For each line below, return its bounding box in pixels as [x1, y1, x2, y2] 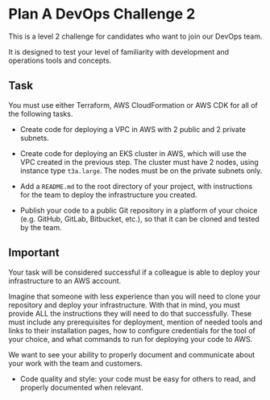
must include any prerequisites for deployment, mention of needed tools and [8, 317, 263, 327]
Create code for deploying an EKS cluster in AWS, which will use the [19, 148, 247, 158]
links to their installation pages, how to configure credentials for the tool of [8, 325, 255, 335]
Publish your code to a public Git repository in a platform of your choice [19, 205, 258, 215]
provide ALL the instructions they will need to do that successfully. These [8, 308, 252, 318]
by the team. [19, 222, 62, 232]
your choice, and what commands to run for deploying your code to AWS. [8, 334, 253, 344]
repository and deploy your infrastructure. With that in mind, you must [8, 299, 240, 310]
